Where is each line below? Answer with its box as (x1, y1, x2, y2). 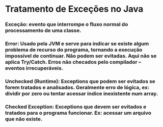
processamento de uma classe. (5, 27, 81, 34)
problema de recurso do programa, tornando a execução (5, 47, 142, 53)
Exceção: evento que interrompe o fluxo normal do (5, 21, 129, 28)
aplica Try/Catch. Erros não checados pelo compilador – (5, 59, 141, 66)
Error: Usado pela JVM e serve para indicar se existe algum (5, 40, 149, 47)
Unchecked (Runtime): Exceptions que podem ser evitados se (5, 77, 156, 84)
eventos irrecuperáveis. (5, 65, 63, 72)
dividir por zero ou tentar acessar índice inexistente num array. (5, 90, 159, 97)
